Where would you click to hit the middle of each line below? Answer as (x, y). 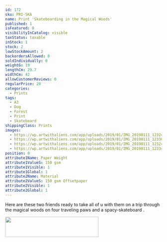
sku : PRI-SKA (19, 14)
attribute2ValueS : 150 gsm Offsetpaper (46, 181)
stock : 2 (14, 47)
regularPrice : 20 (23, 84)
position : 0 (17, 153)
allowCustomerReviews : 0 (31, 79)
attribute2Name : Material (32, 177)
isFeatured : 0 (20, 28)
